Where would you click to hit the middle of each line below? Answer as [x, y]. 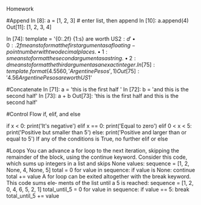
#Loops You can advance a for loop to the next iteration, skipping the [93, 151]
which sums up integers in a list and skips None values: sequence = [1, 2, [98, 163]
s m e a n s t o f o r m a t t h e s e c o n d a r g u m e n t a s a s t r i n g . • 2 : [71, 58]
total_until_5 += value [33, 196]
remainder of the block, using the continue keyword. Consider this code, [97, 157]
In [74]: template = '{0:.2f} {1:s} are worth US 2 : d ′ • [71, 39]
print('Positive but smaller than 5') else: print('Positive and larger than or [97, 132]
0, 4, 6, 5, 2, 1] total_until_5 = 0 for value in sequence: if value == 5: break [98, 189]
